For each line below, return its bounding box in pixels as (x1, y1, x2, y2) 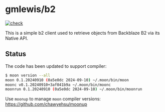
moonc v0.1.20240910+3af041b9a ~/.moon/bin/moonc (5, 82, 111, 87)
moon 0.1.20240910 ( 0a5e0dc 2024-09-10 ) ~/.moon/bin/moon (5, 77, 129, 82)
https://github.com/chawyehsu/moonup (5, 101, 87, 107)
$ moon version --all (5, 73, 51, 78)
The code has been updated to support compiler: (5, 63, 107, 69)
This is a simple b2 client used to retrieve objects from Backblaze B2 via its (5, 30, 160, 36)
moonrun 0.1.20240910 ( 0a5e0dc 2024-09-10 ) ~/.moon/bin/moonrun (5, 87, 142, 92)
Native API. (5, 35, 29, 41)
